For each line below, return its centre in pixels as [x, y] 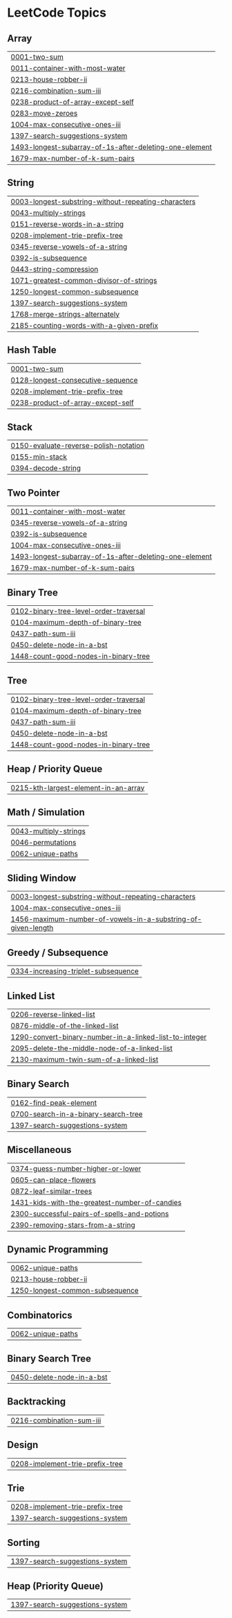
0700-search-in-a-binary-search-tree [77, 1114]
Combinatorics [40, 1315]
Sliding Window [42, 878]
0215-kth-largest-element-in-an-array [78, 788]
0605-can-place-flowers [54, 1180]
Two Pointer [33, 493]
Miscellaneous [39, 1150]
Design [23, 1445]
